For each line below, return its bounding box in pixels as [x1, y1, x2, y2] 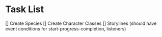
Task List [5, 4, 44, 15]
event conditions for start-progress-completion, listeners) [5, 25, 126, 31]
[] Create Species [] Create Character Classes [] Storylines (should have [5, 20, 157, 26]
